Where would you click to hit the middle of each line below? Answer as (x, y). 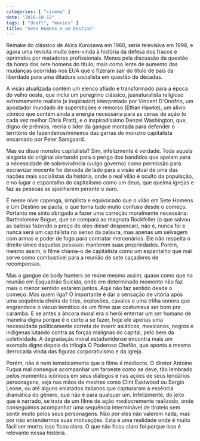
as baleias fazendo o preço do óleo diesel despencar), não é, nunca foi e (96, 226)
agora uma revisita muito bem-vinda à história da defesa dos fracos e (92, 52)
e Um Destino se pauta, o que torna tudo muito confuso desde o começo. (97, 207)
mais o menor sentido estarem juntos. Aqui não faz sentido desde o (89, 288)
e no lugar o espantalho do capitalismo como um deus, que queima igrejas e (100, 183)
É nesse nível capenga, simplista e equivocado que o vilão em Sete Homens (100, 201)
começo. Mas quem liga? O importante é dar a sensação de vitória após (95, 294)
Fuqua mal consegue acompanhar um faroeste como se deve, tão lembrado (99, 369)
